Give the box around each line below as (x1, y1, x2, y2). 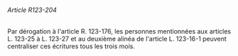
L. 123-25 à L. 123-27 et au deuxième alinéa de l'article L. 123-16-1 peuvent (7, 35, 227, 43)
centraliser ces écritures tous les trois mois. (7, 42, 136, 50)
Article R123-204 (7, 6, 57, 14)
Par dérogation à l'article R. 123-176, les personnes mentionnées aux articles (7, 27, 232, 36)
